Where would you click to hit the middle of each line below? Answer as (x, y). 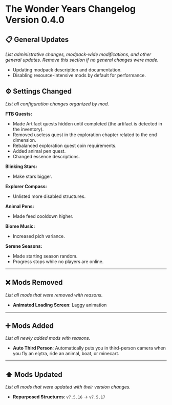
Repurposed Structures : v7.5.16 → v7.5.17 (59, 397)
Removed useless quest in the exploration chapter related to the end (85, 135)
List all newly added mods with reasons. (48, 338)
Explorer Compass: (26, 186)
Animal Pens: (20, 206)
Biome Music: (20, 226)
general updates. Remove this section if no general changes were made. (82, 60)
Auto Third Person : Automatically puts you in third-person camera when (89, 348)
